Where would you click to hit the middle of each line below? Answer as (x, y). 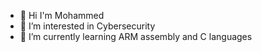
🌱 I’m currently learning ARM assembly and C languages (136, 36)
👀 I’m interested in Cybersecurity (87, 26)
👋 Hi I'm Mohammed (62, 15)
